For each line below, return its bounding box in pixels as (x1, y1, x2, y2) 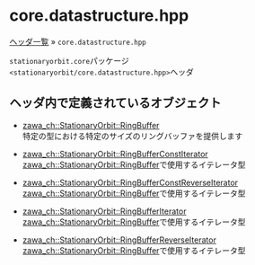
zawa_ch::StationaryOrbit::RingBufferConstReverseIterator (22, 177, 239, 188)
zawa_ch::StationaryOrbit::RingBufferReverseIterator (22, 234, 217, 245)
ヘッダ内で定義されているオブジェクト (9, 95, 222, 110)
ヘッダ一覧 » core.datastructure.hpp (9, 36, 146, 47)
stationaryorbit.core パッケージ (9, 55, 129, 66)
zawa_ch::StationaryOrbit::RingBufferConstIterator (22, 148, 208, 159)
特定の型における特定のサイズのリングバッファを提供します (22, 130, 243, 141)
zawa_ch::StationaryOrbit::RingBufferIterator (22, 206, 187, 216)
